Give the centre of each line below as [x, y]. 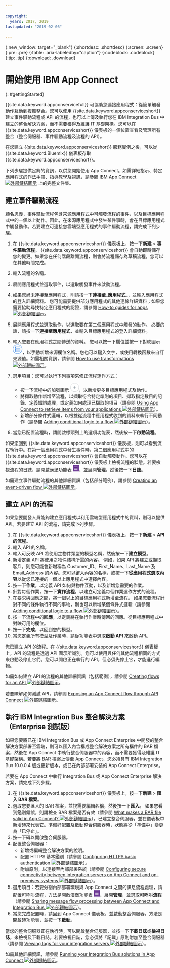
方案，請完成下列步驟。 [30, 782]
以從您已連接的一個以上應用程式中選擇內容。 [63, 579]
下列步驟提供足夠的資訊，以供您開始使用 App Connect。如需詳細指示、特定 [84, 171]
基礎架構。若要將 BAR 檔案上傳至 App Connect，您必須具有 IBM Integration [84, 759]
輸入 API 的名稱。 [31, 547]
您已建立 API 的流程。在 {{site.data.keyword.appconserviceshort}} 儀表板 [82, 647]
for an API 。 [34, 682]
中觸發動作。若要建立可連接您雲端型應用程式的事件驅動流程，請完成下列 [80, 226]
